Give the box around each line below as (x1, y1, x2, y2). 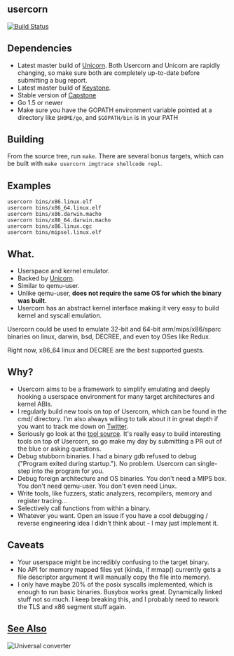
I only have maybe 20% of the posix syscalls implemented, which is (17, 580, 213, 589)
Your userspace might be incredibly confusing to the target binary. (17, 558, 209, 566)
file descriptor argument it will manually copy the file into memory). (17, 573, 212, 581)
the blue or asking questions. (17, 444, 102, 453)
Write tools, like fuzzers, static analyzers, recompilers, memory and (17, 488, 212, 498)
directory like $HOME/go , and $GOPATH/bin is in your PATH (17, 113, 179, 121)
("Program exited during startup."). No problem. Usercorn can (17, 459, 196, 467)
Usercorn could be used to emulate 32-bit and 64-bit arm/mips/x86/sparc (7, 325, 221, 334)
